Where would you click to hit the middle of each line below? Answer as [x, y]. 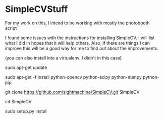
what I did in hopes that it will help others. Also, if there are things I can [78, 43]
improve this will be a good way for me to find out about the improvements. [82, 48]
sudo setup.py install [27, 111]
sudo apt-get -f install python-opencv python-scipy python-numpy [74, 77]
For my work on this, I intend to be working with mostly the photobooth [78, 23]
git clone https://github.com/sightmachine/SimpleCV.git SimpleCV [72, 92]
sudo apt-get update [26, 67]
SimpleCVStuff [37, 9]
